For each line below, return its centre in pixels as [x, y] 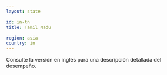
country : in [21, 43]
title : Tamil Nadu [29, 27]
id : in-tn [18, 22]
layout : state [24, 11]
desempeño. [21, 66]
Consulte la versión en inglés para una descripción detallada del [84, 60]
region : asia [22, 38]
